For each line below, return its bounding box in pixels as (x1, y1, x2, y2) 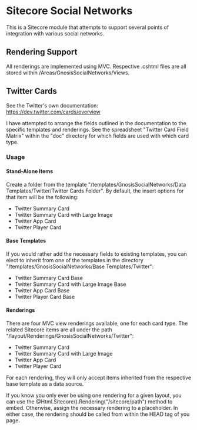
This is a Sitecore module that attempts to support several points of (6, 24, 169, 31)
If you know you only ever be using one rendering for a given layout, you (6, 392, 182, 399)
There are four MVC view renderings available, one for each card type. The (6, 320, 188, 327)
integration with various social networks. (6, 30, 105, 37)
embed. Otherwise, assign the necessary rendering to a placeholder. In (6, 405, 178, 412)
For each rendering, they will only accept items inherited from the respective (6, 374, 192, 382)
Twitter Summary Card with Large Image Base (14, 281, 126, 288)
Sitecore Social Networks (6, 4, 133, 18)
